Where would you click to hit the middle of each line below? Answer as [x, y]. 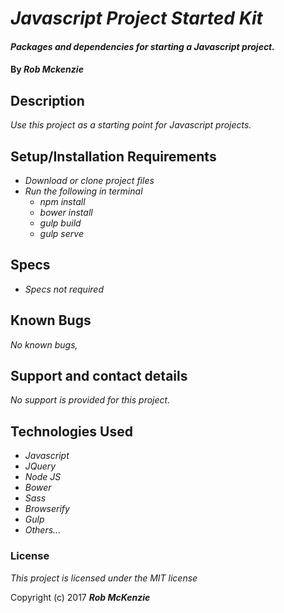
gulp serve [61, 233]
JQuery [40, 466]
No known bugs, [44, 344]
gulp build [60, 223]
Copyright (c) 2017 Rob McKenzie [80, 597]
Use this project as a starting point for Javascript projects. [131, 125]
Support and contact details [99, 376]
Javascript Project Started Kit [136, 18]
